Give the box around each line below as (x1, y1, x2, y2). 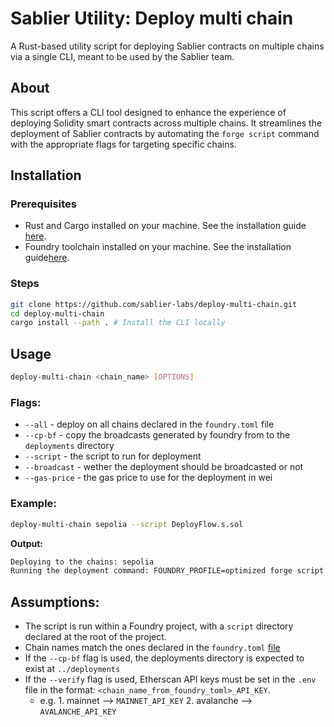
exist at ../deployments (24, 663, 121, 675)
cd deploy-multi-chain (10, 308, 105, 319)
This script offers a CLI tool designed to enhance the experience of (10, 106, 287, 118)
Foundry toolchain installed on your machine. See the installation (24, 241, 292, 253)
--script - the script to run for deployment (24, 450, 202, 462)
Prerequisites (10, 197, 77, 211)
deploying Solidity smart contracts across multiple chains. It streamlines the (10, 117, 323, 129)
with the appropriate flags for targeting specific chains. (10, 138, 237, 150)
